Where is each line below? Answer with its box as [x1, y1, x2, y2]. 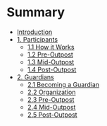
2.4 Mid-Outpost [27, 103, 76, 111]
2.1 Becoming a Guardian [27, 80, 100, 88]
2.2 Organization [27, 88, 76, 96]
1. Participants [16, 35, 58, 43]
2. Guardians [16, 72, 54, 81]
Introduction [16, 28, 53, 36]
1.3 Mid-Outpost [27, 57, 75, 66]
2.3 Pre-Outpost [27, 95, 75, 103]
